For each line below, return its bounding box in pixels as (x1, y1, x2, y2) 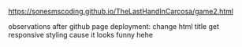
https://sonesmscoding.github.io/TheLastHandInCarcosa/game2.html (8, 7, 234, 16)
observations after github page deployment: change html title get (8, 22, 219, 31)
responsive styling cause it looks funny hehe (8, 31, 154, 39)
